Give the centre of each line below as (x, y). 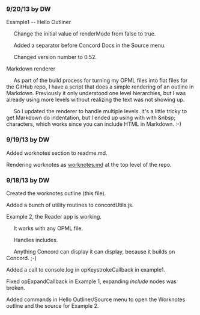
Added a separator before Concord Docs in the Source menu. (90, 45)
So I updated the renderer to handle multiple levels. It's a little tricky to (100, 111)
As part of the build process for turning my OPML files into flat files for (101, 81)
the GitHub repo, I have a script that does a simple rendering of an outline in (100, 87)
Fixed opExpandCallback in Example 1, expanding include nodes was (92, 281)
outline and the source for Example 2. (53, 305)
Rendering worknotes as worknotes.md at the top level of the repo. (89, 164)
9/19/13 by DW (28, 140)
